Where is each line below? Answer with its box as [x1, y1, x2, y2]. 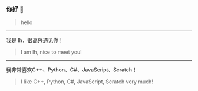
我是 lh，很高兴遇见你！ [6, 37, 64, 44]
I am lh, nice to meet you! [20, 48, 82, 56]
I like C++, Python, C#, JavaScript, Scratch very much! [20, 78, 153, 85]
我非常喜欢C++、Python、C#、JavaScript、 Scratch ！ [6, 66, 137, 73]
